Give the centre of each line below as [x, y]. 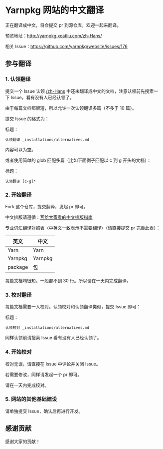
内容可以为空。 [20, 149]
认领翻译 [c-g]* [20, 181]
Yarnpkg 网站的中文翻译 [55, 10]
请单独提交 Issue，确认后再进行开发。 [44, 411]
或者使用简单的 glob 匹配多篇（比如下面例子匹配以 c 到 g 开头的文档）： [78, 160]
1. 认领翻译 [18, 79]
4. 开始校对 [18, 352]
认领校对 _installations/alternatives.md [47, 328]
